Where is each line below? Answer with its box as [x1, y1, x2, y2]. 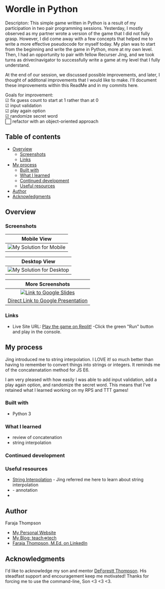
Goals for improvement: [5, 92, 54, 98]
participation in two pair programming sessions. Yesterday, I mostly [5, 25, 143, 31]
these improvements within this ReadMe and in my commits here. [5, 82, 139, 88]
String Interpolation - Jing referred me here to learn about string [12, 477, 144, 483]
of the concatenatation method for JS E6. [5, 367, 90, 373]
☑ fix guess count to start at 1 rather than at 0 [5, 97, 99, 103]
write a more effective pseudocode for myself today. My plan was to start [5, 41, 156, 47]
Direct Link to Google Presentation [7, 297, 88, 304]
